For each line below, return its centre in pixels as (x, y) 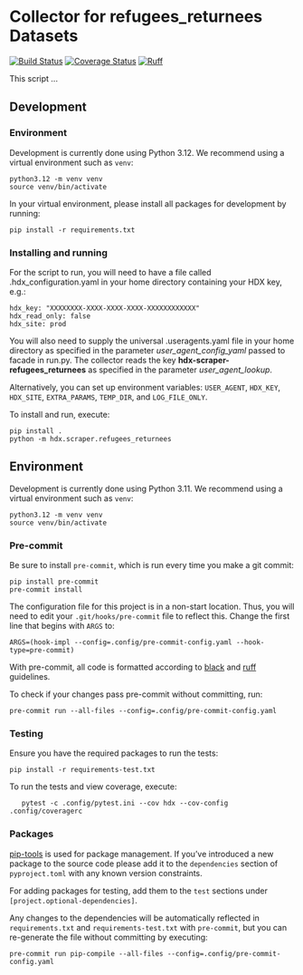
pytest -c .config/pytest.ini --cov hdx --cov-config (125, 804)
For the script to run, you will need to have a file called (110, 272)
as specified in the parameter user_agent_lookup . (180, 370)
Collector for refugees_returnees (136, 17)
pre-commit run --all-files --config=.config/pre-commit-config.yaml (143, 711)
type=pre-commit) (42, 651)
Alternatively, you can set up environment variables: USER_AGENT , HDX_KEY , (145, 387)
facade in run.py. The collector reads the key (93, 360)
